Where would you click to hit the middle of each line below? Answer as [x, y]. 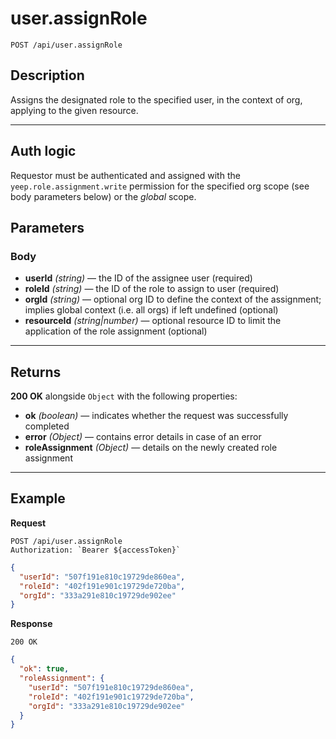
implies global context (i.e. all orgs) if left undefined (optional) [151, 310]
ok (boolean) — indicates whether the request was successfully [156, 416]
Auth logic [43, 151]
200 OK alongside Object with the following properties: [124, 396]
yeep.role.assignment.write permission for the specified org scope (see [160, 186]
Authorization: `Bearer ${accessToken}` [96, 550]
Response [31, 624]
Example [38, 498]
